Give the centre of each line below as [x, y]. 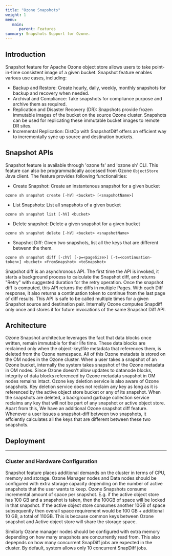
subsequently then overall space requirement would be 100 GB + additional [84, 510]
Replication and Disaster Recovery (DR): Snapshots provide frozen [83, 109]
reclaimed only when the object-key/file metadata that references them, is [83, 349]
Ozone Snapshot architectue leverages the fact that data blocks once [79, 338]
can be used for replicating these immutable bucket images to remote [86, 120]
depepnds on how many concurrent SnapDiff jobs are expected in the [79, 542]
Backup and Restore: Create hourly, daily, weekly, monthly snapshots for [89, 88]
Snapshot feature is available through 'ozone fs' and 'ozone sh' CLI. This [82, 165]
